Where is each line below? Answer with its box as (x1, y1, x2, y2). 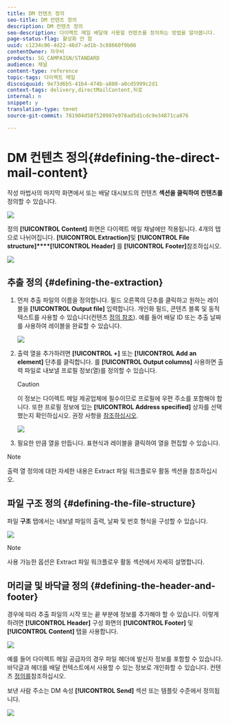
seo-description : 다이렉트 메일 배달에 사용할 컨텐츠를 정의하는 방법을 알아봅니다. (7, 29, 216, 36)
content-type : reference (7, 67, 78, 74)
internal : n (7, 93, 41, 100)
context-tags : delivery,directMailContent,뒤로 (7, 87, 143, 93)
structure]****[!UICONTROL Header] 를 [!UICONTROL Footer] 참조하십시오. (7, 242, 222, 250)
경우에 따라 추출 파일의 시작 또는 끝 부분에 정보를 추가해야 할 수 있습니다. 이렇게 (7, 610, 220, 618)
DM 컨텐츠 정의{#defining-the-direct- (7, 150, 220, 165)
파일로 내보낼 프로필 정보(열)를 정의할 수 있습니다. (24, 367, 157, 375)
